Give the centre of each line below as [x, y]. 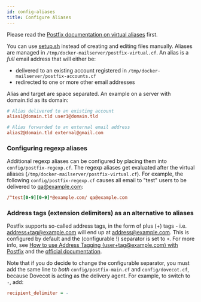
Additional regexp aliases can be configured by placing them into [87, 161]
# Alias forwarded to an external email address [68, 127]
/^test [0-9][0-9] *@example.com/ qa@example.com [67, 198]
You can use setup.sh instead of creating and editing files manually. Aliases [100, 46]
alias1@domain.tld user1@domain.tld [52, 117]
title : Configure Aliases [39, 17]
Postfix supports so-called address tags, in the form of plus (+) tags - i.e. [97, 226]
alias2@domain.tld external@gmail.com [55, 133]
